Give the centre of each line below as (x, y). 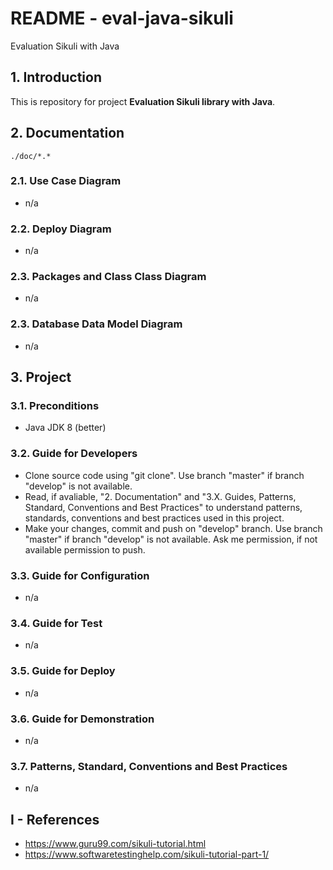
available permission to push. (85, 549)
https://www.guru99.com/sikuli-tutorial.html (115, 844)
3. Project (41, 377)
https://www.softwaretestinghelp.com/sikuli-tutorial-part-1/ (147, 854)
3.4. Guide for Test (56, 623)
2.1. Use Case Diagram (66, 181)
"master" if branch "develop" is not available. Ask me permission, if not (171, 539)
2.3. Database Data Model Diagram (96, 324)
